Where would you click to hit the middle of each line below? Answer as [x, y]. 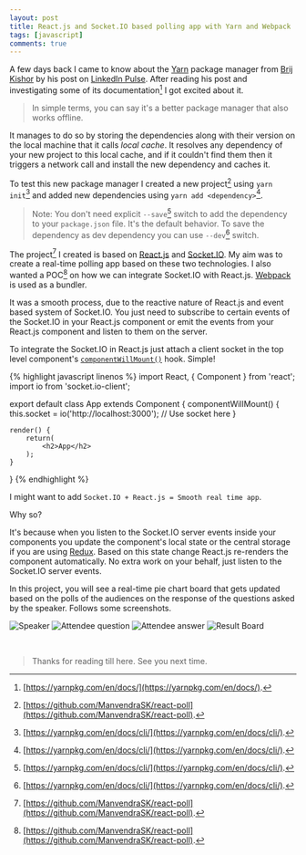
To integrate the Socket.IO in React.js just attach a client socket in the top [147, 349]
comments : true [38, 43]
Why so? [26, 514]
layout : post [34, 18]
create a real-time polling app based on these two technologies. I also [140, 264]
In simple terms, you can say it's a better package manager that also [160, 108]
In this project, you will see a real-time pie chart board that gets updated [145, 589]
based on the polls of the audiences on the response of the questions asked [152, 598]
